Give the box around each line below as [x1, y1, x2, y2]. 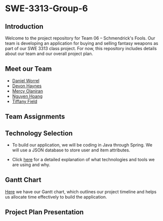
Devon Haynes [12, 83, 42, 89]
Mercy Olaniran [12, 88, 43, 94]
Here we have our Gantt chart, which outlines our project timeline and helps [5, 188, 157, 195]
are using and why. [12, 162, 51, 168]
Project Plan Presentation [5, 208, 84, 217]
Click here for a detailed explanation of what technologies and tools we [12, 157, 155, 163]
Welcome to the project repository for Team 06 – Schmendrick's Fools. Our [5, 35, 156, 41]
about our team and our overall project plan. [5, 51, 93, 56]
